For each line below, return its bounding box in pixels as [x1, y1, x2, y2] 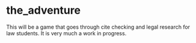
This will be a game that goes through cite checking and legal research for [6, 23, 191, 30]
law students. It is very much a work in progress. [6, 29, 127, 36]
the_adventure [6, 4, 81, 17]
